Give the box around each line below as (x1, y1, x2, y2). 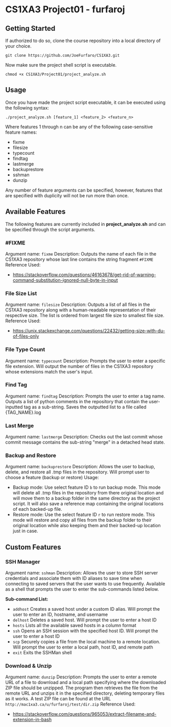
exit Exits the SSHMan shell (12, 650, 72, 656)
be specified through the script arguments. (5, 226, 95, 233)
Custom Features (5, 543, 61, 551)
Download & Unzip (5, 662, 52, 670)
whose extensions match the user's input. (5, 368, 93, 375)
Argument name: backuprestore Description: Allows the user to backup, (5, 464, 156, 470)
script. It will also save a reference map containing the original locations (12, 501, 164, 507)
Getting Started (5, 24, 56, 33)
